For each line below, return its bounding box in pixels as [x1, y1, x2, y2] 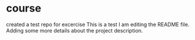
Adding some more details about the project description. [6, 27, 143, 34]
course [6, 2, 41, 15]
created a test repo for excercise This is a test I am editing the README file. [6, 21, 190, 28]
